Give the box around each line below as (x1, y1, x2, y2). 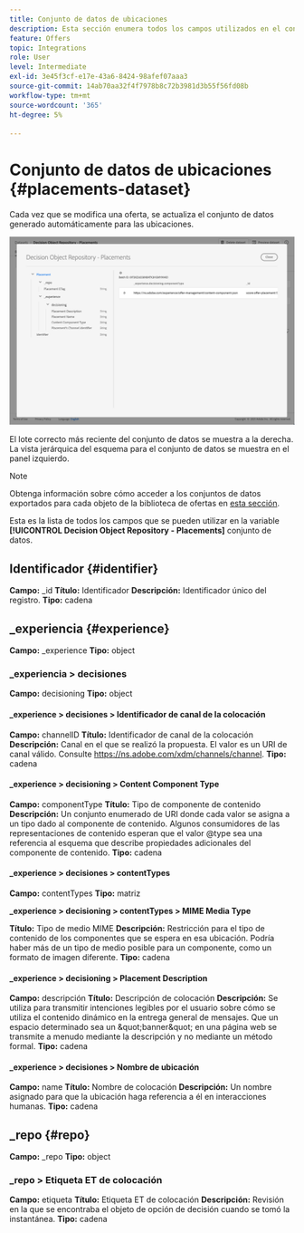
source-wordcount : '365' (9, 101, 103, 110)
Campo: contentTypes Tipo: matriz (9, 888, 141, 899)
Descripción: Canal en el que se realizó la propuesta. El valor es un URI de (9, 738, 288, 749)
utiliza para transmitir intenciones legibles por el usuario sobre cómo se (9, 1002, 276, 1014)
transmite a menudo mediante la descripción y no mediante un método (9, 1031, 273, 1042)
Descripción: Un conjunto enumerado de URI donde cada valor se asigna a (9, 808, 290, 819)
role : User (9, 53, 51, 63)
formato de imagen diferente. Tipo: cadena (9, 951, 170, 962)
